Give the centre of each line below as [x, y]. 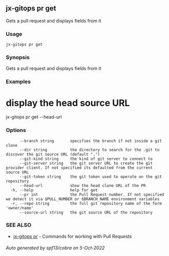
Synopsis [18, 57]
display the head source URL [68, 103]
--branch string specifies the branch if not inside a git [90, 141]
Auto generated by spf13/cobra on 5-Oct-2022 [55, 248]
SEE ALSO [19, 225]
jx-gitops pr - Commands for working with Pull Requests [72, 236]
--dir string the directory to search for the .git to [89, 150]
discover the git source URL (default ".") [53, 154]
